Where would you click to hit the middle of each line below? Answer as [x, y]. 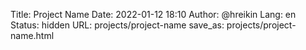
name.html [32, 35]
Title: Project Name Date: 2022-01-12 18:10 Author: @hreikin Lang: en [153, 14]
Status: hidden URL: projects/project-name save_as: [117, 25]
